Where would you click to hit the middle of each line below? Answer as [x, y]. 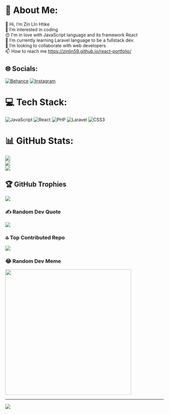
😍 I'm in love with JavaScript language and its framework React [71, 35]
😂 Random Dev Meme [33, 261]
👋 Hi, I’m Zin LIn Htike [27, 24]
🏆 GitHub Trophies [36, 185]
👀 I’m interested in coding [32, 29]
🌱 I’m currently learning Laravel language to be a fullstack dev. [70, 40]
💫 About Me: [32, 10]
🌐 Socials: [22, 69]
